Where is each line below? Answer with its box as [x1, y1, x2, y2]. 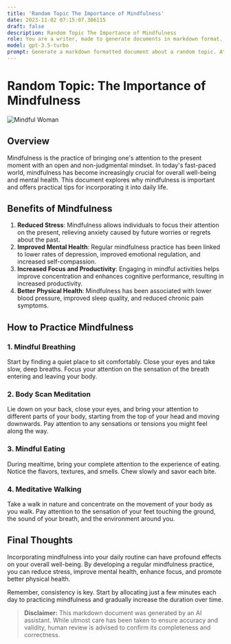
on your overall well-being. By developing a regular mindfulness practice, [7, 560, 214, 568]
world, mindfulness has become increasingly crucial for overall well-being [7, 168, 217, 176]
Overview [7, 136, 50, 147]
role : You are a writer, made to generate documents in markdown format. [7, 36, 223, 43]
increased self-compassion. [16, 257, 96, 266]
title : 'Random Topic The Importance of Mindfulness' [7, 10, 165, 17]
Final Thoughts [7, 535, 74, 546]
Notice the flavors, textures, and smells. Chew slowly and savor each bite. [7, 467, 217, 475]
